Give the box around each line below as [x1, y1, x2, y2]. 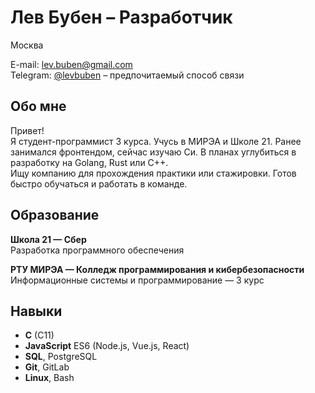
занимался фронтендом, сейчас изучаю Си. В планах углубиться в [10, 146, 297, 158]
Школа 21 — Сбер [10, 233, 87, 245]
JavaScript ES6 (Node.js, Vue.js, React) [24, 340, 190, 352]
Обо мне [10, 98, 67, 115]
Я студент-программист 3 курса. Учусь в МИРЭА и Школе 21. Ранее [10, 135, 302, 147]
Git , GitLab [24, 361, 70, 373]
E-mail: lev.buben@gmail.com [10, 58, 133, 70]
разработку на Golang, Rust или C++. [10, 156, 169, 168]
